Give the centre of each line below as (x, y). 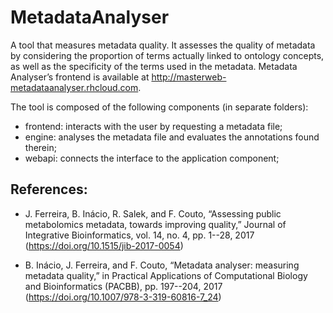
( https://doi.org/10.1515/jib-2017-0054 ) (104, 245)
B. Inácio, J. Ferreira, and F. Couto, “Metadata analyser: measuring (162, 265)
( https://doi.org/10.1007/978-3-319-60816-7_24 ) (123, 297)
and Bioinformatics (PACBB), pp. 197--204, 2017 (123, 286)
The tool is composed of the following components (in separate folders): (159, 107)
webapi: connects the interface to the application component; (152, 158)
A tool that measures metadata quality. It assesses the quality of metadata (163, 45)
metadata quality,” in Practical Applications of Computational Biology (166, 275)
